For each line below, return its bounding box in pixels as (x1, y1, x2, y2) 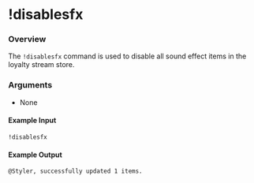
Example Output (8, 150, 63, 159)
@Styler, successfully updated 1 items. (8, 167, 144, 175)
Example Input (8, 116, 57, 125)
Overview (8, 34, 47, 45)
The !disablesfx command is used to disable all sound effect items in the (8, 51, 247, 61)
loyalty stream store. (8, 60, 75, 69)
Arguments (8, 80, 53, 91)
